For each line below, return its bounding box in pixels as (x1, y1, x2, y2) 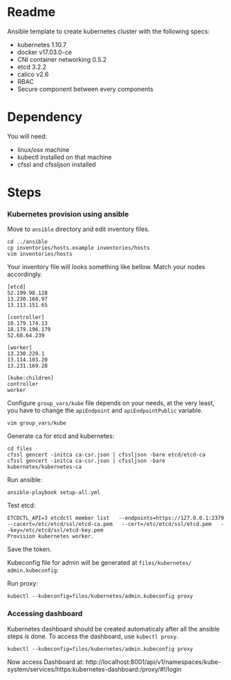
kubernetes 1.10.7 (17, 40, 67, 49)
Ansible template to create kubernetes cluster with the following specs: (7, 27, 210, 35)
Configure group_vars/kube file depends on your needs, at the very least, (7, 399, 215, 407)
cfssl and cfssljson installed (17, 160, 96, 169)
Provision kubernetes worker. (7, 533, 95, 540)
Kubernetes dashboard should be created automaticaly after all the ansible (7, 624, 220, 633)
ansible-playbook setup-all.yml (7, 489, 100, 496)
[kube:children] (7, 375, 54, 382)
